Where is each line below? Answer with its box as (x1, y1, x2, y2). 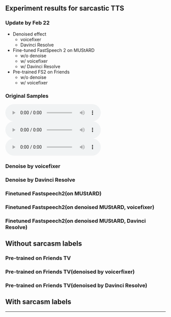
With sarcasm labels (5, 298, 71, 306)
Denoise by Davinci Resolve (5, 176, 75, 183)
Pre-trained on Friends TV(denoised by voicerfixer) (5, 268, 135, 275)
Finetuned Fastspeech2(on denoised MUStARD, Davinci (5, 217, 146, 224)
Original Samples (5, 92, 49, 99)
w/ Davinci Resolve (20, 63, 61, 69)
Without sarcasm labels (5, 239, 82, 248)
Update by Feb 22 (5, 19, 50, 26)
